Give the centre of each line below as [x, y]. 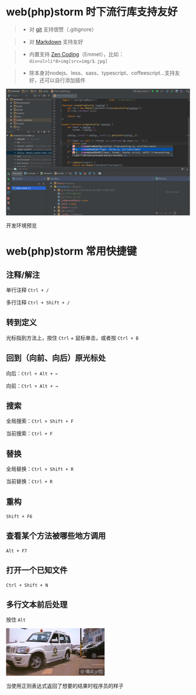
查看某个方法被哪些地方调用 [56, 536]
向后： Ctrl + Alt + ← [32, 373]
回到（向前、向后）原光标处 [56, 358]
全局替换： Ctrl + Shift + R [40, 469]
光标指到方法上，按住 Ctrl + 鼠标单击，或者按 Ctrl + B [72, 338]
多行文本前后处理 [37, 605]
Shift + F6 [19, 516]
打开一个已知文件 [37, 571]
